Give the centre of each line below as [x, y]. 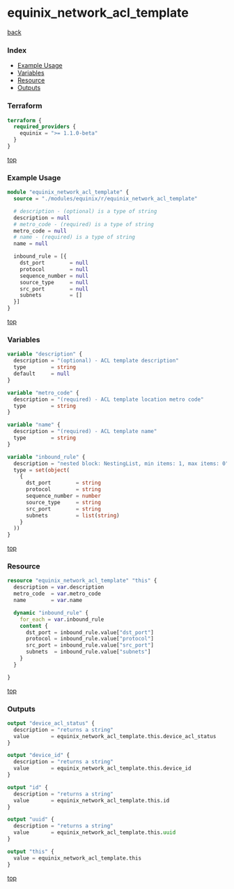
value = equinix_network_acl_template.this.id [92, 800]
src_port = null [54, 289]
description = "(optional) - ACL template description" [96, 361]
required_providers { [45, 127]
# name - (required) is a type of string [75, 237]
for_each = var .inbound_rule [62, 619]
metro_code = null [40, 231]
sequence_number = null [54, 276]
